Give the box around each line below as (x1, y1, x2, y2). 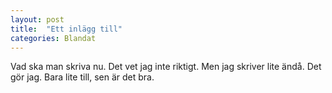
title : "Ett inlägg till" (10, 24, 123, 34)
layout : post (10, 14, 65, 25)
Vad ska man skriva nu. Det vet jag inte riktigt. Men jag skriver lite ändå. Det (10, 61, 322, 73)
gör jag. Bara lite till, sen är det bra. (10, 71, 155, 83)
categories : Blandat (10, 33, 97, 43)
